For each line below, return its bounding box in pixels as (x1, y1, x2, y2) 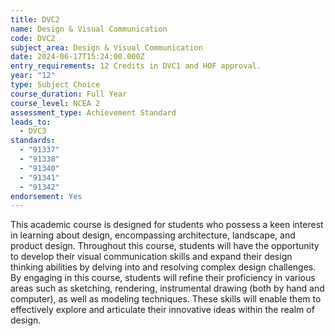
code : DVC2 (10, 33, 56, 43)
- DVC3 (19, 126, 47, 136)
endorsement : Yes (10, 191, 83, 201)
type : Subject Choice (10, 80, 101, 90)
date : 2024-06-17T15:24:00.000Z (10, 52, 145, 62)
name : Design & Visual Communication (10, 24, 168, 34)
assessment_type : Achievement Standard (10, 107, 177, 118)
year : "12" (10, 71, 56, 81)
